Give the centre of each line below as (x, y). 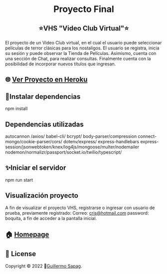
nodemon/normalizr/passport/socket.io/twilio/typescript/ (64, 152)
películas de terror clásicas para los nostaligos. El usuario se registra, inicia (82, 48)
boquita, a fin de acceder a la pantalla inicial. (51, 218)
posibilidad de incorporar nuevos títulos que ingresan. (61, 64)
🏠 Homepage (27, 235)
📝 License (21, 254)
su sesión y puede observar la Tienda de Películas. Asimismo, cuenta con (81, 53)
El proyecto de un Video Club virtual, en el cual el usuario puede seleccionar (83, 43)
